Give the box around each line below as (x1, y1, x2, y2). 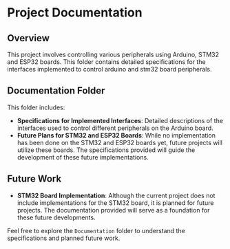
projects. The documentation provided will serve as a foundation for (17, 206, 210, 214)
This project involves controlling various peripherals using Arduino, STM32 (7, 50, 219, 58)
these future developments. (17, 213, 96, 221)
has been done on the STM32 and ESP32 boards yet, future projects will (17, 138, 222, 147)
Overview (7, 32, 50, 44)
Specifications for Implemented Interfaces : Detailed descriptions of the (17, 116, 224, 124)
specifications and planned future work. (7, 234, 121, 242)
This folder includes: (7, 103, 65, 111)
